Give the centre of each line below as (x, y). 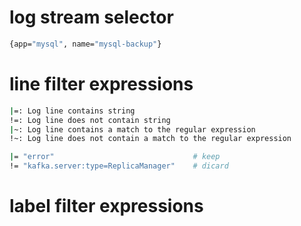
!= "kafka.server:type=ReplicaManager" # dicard (119, 166)
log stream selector (91, 17)
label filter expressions (106, 206)
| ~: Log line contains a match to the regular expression (132, 129)
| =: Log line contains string (72, 111)
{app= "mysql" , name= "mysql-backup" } (85, 44)
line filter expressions (101, 84)
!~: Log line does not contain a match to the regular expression (150, 139)
